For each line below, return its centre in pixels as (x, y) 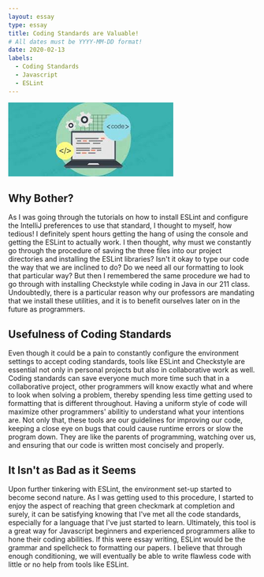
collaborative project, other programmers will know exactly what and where (131, 387)
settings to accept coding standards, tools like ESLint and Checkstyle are (127, 362)
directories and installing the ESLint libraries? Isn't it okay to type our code (129, 259)
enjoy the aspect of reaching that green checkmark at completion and (121, 506)
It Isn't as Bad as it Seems (72, 470)
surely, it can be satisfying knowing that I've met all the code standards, (125, 514)
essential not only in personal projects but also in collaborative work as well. (132, 370)
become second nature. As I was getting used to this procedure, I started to (131, 497)
